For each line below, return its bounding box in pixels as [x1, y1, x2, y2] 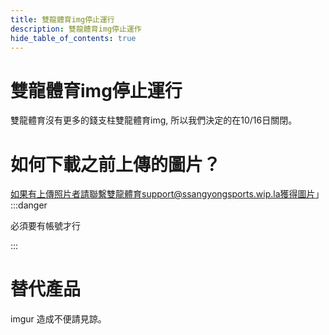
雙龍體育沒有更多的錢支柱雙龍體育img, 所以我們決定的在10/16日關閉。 [10, 114, 298, 126]
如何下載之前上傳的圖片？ [10, 153, 222, 176]
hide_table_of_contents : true [10, 33, 137, 43]
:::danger [10, 199, 48, 211]
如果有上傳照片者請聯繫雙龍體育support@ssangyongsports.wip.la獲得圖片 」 [10, 188, 325, 200]
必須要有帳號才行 [10, 220, 81, 232]
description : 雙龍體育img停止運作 [10, 24, 142, 34]
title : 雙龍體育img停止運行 [10, 14, 115, 25]
